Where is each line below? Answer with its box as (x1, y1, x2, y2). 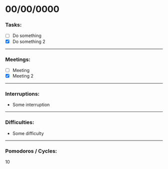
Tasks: (5, 21, 22, 28)
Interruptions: (5, 90, 40, 97)
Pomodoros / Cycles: (5, 147, 57, 154)
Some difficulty (12, 130, 44, 136)
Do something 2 (12, 38, 46, 44)
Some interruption (12, 101, 50, 108)
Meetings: (5, 56, 31, 63)
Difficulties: (5, 119, 34, 126)
